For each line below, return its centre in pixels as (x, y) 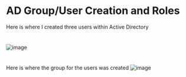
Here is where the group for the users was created (68, 68)
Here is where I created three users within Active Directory (77, 27)
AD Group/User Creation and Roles (93, 11)
